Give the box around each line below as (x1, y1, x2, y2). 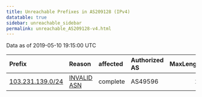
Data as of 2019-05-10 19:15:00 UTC (6, 42, 96, 49)
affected (98, 60, 123, 68)
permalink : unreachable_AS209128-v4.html (6, 25, 112, 32)
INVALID (69, 74, 93, 82)
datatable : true (6, 14, 47, 20)
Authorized (130, 56, 164, 65)
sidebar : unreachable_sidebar (6, 20, 82, 26)
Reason (69, 60, 91, 68)
